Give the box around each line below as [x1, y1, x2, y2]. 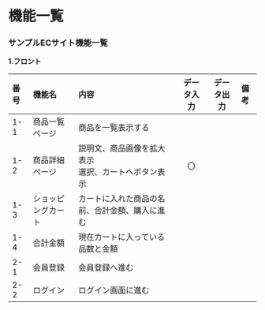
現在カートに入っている [78, 232, 166, 243]
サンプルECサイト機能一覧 [8, 37, 108, 48]
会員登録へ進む [78, 262, 134, 273]
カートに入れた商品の [78, 193, 158, 204]
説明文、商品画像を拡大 [78, 143, 166, 154]
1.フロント [8, 57, 42, 66]
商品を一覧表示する [78, 122, 150, 133]
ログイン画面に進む [78, 285, 150, 296]
